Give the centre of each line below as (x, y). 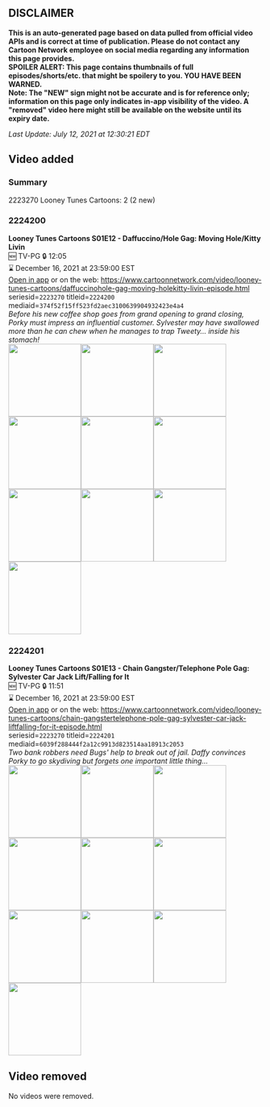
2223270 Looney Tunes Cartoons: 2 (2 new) (82, 200)
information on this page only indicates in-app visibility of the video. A (129, 101)
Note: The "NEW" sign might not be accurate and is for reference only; (129, 93)
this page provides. (42, 58)
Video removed (48, 1077)
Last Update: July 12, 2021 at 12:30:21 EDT (79, 134)
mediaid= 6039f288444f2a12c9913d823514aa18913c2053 (96, 744)
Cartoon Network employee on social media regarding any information (129, 50)
